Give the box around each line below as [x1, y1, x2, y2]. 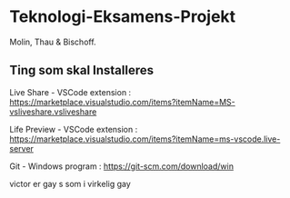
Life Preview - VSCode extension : [9, 124, 138, 134]
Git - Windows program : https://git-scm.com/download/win [9, 161, 235, 172]
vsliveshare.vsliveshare [9, 106, 97, 117]
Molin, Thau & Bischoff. [9, 36, 97, 47]
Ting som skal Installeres [9, 63, 155, 78]
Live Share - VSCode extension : [9, 86, 132, 97]
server [9, 143, 35, 153]
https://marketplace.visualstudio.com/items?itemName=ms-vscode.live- [9, 134, 281, 144]
